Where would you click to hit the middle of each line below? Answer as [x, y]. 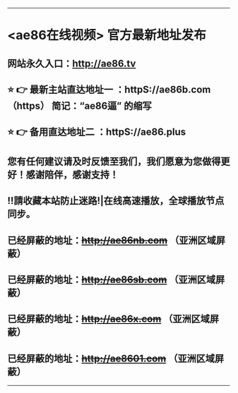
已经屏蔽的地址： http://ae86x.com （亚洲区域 [109, 319]
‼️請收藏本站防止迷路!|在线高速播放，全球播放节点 [116, 201]
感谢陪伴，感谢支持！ [72, 175]
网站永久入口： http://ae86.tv [72, 63]
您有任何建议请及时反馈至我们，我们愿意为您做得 [114, 161]
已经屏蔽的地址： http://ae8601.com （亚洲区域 [111, 358]
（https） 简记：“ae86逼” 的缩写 [79, 105]
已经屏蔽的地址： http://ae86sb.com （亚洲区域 [112, 279]
